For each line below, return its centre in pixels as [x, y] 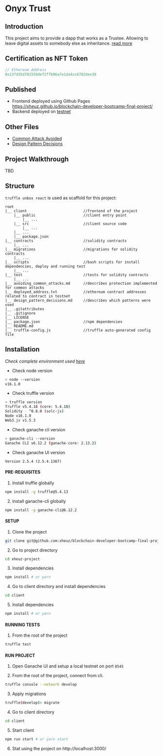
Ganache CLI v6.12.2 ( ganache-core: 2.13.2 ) [51, 443]
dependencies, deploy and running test [45, 266]
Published [21, 89]
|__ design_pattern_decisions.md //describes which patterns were [78, 300]
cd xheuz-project [23, 559]
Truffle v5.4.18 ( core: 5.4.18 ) [38, 407]
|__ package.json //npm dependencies [64, 322]
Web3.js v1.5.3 [20, 420]
